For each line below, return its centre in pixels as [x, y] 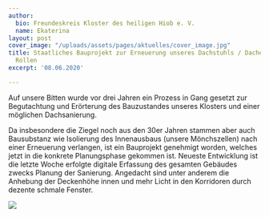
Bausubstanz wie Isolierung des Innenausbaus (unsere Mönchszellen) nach [133, 139]
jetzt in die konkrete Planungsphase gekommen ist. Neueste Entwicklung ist [133, 155]
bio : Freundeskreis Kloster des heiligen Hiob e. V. [105, 23]
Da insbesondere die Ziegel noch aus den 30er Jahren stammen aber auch [132, 130]
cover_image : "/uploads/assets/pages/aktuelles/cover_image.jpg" [119, 46]
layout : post [30, 38]
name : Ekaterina [42, 30]
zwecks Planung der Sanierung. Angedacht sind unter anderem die [119, 172]
